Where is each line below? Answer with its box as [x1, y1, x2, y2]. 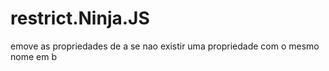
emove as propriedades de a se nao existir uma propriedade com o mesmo [10, 40, 320, 52]
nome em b [10, 50, 57, 62]
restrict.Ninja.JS [10, 7, 150, 30]
